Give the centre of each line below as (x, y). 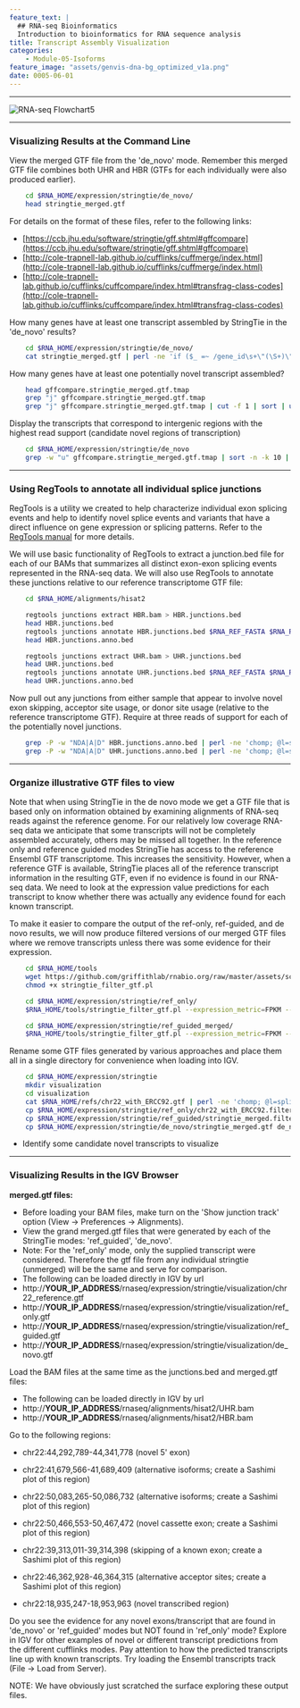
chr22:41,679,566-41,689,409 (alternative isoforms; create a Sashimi (149, 1469)
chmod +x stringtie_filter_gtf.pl (89, 985)
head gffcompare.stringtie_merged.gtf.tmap (108, 389)
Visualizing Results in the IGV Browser (94, 1176)
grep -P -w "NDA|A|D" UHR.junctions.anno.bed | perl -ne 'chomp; (150, 751)
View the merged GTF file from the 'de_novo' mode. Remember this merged (149, 161)
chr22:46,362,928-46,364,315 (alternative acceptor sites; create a (144, 1577)
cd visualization (58, 1094)
